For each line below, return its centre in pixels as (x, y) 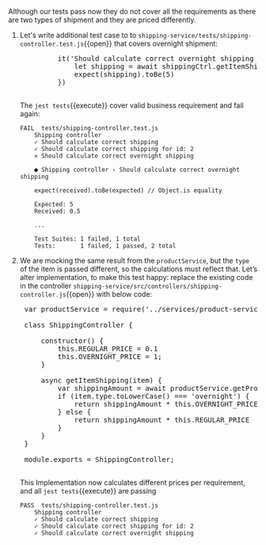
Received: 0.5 (57, 211)
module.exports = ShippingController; (99, 459)
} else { (74, 412)
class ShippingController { (78, 325)
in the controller (46, 286)
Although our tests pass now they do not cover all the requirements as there (132, 11)
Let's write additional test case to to (78, 35)
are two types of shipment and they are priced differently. (102, 20)
